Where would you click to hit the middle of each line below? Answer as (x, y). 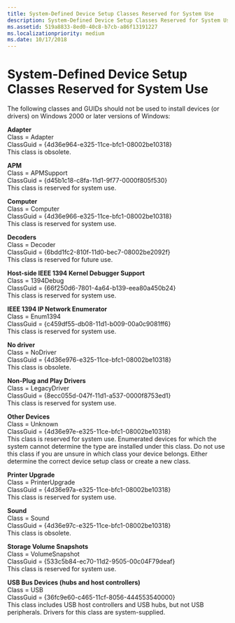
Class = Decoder (31, 245)
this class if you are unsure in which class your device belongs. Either (107, 454)
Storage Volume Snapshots (48, 547)
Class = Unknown (33, 424)
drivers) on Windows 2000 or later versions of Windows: (89, 116)
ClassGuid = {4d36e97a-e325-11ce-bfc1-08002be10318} (89, 490)
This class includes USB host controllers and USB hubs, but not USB (106, 605)
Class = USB (25, 590)
